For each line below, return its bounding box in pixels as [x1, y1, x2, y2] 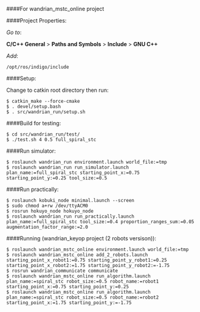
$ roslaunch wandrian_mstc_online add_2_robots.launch [6, 252, 148, 258]
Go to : [6, 29, 22, 36]
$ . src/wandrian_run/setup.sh [6, 109, 86, 115]
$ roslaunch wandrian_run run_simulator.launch [6, 164, 129, 170]
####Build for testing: [6, 120, 61, 127]
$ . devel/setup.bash [6, 103, 61, 109]
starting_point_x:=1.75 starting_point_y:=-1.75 [6, 300, 132, 306]
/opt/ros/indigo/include [6, 64, 69, 70]
